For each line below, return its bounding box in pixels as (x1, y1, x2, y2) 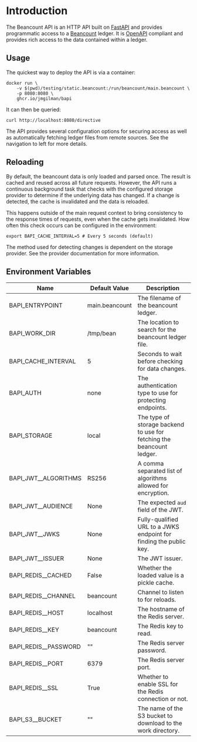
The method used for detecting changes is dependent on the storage (6, 243, 173, 251)
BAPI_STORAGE (9, 431, 53, 440)
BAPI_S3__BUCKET (9, 716, 62, 724)
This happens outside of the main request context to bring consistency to (6, 209, 184, 216)
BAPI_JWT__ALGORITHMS (9, 474, 82, 483)
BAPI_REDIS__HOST (9, 609, 64, 617)
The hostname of (137, 605, 185, 613)
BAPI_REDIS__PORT (9, 660, 64, 668)
